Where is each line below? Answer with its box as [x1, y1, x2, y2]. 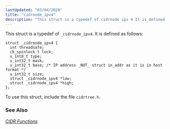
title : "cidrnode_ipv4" [5, 12, 56, 17]
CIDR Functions [5, 118, 38, 124]
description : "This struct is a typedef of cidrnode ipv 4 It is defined [5, 17, 165, 22]
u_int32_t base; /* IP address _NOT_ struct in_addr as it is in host [10, 63, 163, 68]
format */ [5, 67, 26, 73]
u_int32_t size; [10, 72, 44, 77]
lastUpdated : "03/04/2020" [5, 7, 63, 13]
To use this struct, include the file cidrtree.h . [5, 94, 101, 100]
